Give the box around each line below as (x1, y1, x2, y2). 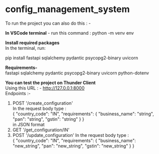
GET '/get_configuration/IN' (12, 127, 70, 133)
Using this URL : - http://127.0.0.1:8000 (5, 85, 85, 91)
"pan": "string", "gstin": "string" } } (12, 116, 85, 122)
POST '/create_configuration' (12, 100, 73, 106)
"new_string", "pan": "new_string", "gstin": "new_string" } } (12, 142, 135, 149)
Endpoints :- (5, 90, 31, 96)
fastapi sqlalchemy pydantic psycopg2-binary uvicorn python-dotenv (5, 69, 149, 76)
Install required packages (5, 39, 60, 46)
